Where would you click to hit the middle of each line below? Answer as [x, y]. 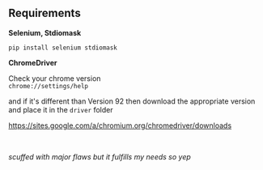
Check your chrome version [55, 78]
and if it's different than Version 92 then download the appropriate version [132, 101]
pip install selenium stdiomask [63, 48]
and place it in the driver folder [61, 109]
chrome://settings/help [49, 86]
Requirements [45, 13]
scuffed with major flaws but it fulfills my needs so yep [100, 156]
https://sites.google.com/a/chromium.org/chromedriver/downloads [120, 125]
